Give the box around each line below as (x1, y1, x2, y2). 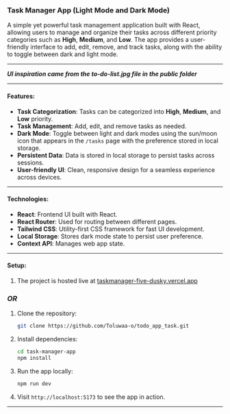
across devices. (16, 173, 62, 181)
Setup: (7, 261, 27, 269)
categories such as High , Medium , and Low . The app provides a (7, 36, 190, 44)
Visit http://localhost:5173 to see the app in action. (16, 393, 166, 401)
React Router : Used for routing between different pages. (16, 217, 177, 226)
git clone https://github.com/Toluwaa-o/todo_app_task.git (16, 323, 190, 330)
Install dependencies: (16, 335, 78, 343)
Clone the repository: (16, 309, 77, 317)
